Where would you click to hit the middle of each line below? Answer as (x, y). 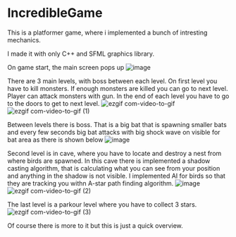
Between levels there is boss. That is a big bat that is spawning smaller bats (117, 124)
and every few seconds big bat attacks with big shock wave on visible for (114, 132)
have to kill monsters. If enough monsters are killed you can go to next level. (118, 88)
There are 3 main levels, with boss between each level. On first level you (112, 81)
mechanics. (24, 39)
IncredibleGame (55, 13)
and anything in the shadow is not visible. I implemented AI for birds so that (116, 176)
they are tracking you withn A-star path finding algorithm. (91, 183)
